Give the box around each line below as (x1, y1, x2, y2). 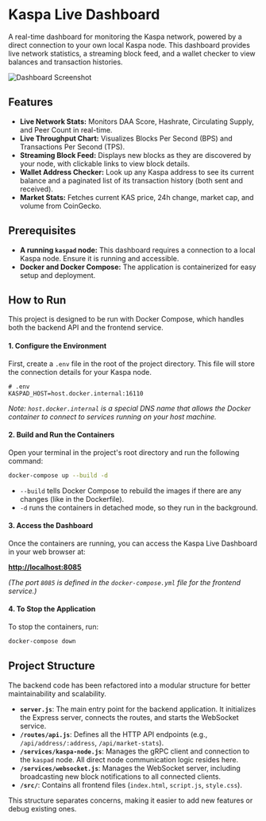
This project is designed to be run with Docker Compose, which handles (8, 314, 245, 324)
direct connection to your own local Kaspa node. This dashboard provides (8, 40, 250, 49)
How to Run (8, 293, 67, 306)
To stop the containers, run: (8, 622, 99, 632)
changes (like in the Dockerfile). (19, 494, 125, 503)
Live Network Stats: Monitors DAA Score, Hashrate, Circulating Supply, (19, 117, 254, 126)
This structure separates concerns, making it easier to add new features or (8, 796, 253, 805)
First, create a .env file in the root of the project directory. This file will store (8, 359, 256, 368)
